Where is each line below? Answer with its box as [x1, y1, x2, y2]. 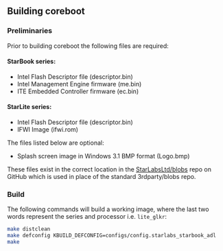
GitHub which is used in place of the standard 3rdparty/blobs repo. [7, 173, 196, 181]
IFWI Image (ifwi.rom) [16, 125, 79, 134]
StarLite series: [7, 103, 52, 111]
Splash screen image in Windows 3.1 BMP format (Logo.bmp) [16, 152, 190, 160]
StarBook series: [7, 58, 56, 66]
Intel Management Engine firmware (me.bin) [16, 80, 142, 88]
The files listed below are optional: [7, 139, 104, 147]
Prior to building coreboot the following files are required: [7, 41, 169, 50]
